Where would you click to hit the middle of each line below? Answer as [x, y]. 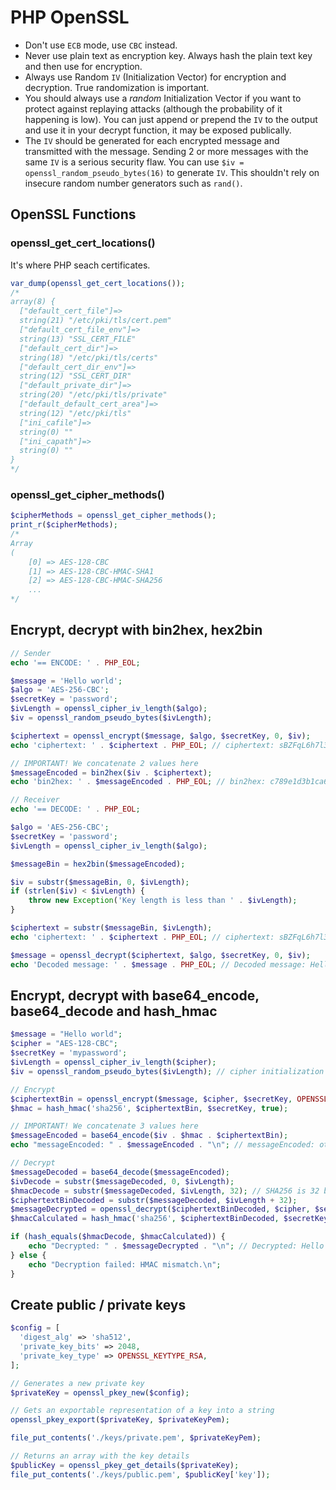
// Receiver [35, 800]
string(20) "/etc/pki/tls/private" [93, 395]
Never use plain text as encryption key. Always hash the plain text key [168, 55]
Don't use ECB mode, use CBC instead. [101, 45]
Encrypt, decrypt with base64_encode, [135, 995]
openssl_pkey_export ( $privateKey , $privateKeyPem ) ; [120, 1420]
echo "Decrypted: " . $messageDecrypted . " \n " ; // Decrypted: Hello [176, 1246]
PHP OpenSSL [70, 17]
